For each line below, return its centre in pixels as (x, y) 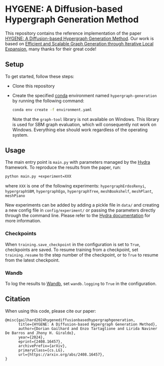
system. (20, 135)
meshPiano (15, 196)
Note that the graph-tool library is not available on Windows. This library (86, 119)
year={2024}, (32, 337)
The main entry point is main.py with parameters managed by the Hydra (78, 162)
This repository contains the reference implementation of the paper (73, 33)
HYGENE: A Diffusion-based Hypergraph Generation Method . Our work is (80, 38)
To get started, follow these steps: (40, 76)
